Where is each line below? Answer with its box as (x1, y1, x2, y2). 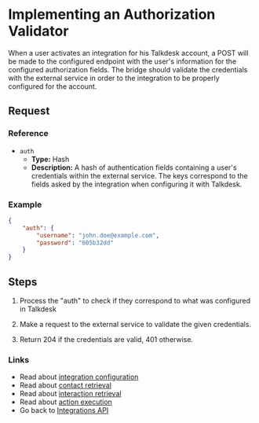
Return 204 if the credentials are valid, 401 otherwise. (19, 334, 194, 344)
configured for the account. (8, 81, 97, 91)
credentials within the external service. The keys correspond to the (31, 171, 249, 180)
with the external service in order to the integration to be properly (8, 73, 220, 83)
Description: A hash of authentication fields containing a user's (31, 163, 237, 172)
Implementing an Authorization (8, 6, 216, 24)
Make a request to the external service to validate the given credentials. (19, 319, 252, 329)
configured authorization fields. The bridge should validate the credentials (8, 64, 248, 74)
